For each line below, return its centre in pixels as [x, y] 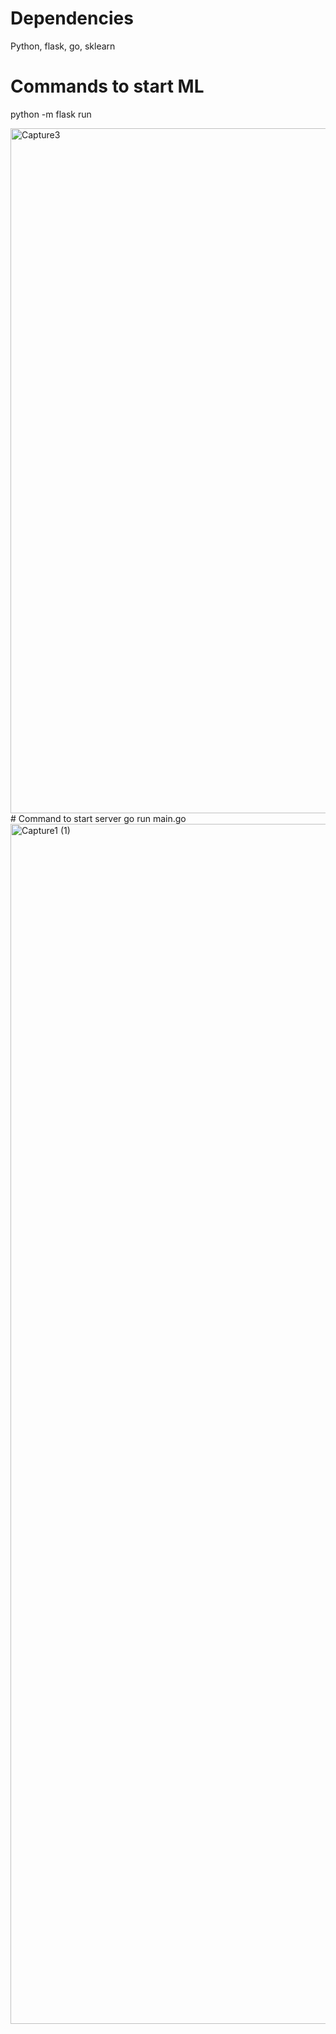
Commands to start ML [107, 86]
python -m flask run [51, 114]
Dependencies [72, 18]
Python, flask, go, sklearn [63, 46]
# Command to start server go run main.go [98, 818]
